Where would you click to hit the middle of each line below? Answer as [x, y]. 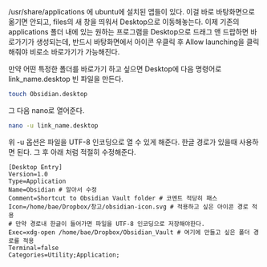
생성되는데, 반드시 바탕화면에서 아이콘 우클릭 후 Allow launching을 [140, 42]
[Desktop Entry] [35, 167]
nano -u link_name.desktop [53, 125]
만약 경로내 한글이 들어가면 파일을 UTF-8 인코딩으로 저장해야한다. [110, 224]
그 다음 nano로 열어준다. [47, 110]
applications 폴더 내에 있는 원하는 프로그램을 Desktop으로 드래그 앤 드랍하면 [129, 32]
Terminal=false [34, 248]
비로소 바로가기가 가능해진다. [75, 52]
